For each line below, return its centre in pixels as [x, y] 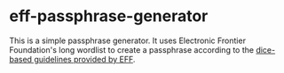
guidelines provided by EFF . [85, 59]
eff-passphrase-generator [109, 16]
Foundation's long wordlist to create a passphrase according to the [132, 49]
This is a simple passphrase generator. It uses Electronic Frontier [128, 40]
